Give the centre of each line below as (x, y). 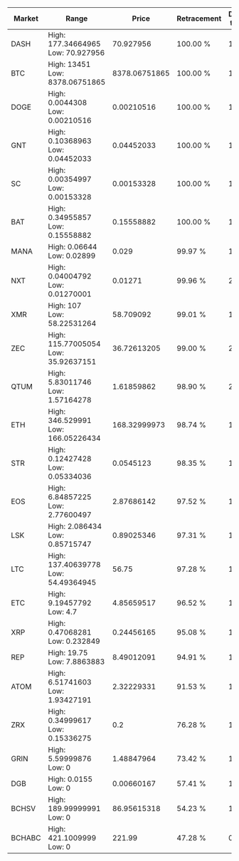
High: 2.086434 (75, 526)
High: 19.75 (68, 653)
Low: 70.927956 (76, 53)
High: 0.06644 (73, 247)
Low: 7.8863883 (76, 662)
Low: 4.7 (63, 612)
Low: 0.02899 (72, 256)
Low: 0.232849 (74, 641)
